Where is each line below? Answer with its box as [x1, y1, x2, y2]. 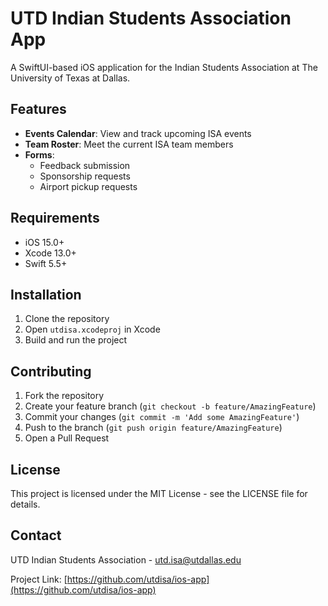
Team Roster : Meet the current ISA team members [24, 138, 234, 150]
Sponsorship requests [39, 170, 131, 182]
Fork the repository [24, 390, 105, 402]
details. [10, 498, 41, 510]
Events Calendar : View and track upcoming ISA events [24, 127, 252, 139]
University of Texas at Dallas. [10, 72, 131, 84]
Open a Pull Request [24, 432, 110, 444]
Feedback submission [39, 159, 131, 171]
